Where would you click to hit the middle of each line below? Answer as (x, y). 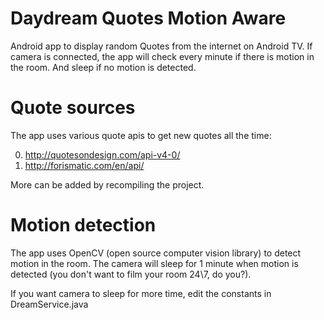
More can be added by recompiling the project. (107, 184)
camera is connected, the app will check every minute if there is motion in (162, 56)
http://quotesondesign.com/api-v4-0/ (102, 154)
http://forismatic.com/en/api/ (84, 165)
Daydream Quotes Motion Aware (148, 18)
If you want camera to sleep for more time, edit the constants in (141, 293)
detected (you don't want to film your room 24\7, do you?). (131, 274)
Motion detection (83, 225)
